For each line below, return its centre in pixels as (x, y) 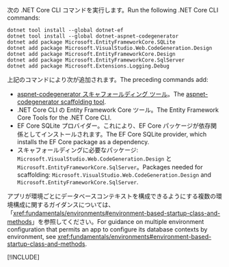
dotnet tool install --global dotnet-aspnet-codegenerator (93, 36)
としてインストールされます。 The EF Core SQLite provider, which (115, 134)
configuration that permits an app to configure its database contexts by (107, 229)
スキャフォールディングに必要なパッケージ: (78, 150)
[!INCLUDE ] (23, 257)
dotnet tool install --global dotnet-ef (66, 30)
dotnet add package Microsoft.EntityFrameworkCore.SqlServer (96, 60)
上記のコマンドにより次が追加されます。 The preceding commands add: (108, 80)
